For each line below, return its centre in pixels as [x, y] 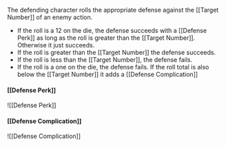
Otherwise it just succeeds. [56, 45]
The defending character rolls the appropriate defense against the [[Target [113, 10]
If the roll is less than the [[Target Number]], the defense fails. [105, 60]
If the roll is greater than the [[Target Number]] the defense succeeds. [116, 52]
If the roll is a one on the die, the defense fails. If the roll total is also [113, 67]
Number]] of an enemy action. [50, 17]
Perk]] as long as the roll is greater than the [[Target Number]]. [106, 38]
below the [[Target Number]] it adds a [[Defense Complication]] [107, 74]
